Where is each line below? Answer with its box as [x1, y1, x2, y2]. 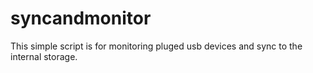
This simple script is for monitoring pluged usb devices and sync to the [10, 40, 303, 52]
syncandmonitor [10, 7, 152, 30]
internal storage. [10, 50, 78, 62]
